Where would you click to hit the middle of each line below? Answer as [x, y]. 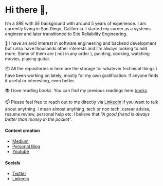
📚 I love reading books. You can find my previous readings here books [76, 90]
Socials [13, 163]
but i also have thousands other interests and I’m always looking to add [76, 48]
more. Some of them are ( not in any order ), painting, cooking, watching [77, 54]
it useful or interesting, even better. [40, 80]
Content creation [23, 130]
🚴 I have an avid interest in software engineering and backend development [81, 43]
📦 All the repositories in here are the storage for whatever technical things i [81, 68]
